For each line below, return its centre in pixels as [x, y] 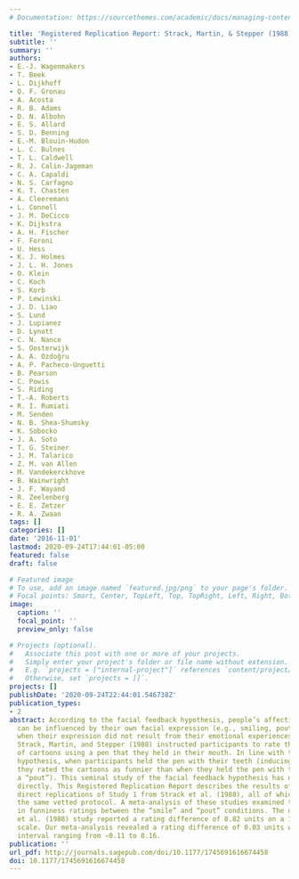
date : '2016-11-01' [45, 539]
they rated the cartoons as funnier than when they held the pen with [151, 769]
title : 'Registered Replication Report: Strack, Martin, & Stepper [137, 33]
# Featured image [41, 580]
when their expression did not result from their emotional [131, 737]
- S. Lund [28, 315]
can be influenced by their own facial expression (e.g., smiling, [145, 728]
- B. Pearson [33, 373]
